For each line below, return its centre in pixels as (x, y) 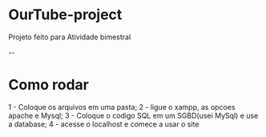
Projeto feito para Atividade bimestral (70, 37)
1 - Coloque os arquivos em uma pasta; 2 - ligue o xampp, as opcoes (122, 107)
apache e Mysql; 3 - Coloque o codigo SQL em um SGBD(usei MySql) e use (133, 115)
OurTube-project (65, 15)
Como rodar (49, 85)
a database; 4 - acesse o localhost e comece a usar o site (104, 124)
